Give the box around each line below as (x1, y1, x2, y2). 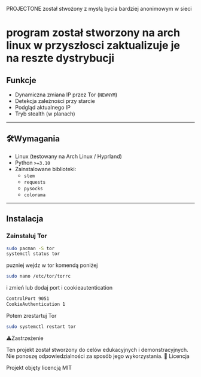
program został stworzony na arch (6, 26, 181, 39)
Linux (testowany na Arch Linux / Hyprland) (14, 153, 123, 160)
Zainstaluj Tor (6, 232, 47, 240)
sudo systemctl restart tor (6, 323, 77, 330)
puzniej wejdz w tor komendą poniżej (6, 262, 98, 269)
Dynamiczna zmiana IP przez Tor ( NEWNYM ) (14, 91, 118, 98)
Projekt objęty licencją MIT (6, 364, 72, 371)
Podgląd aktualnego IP (14, 104, 71, 111)
